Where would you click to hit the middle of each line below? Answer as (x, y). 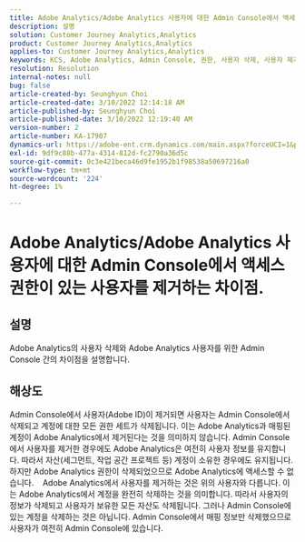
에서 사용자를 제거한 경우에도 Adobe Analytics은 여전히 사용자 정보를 (132, 448)
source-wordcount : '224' (56, 178)
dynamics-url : (36, 145)
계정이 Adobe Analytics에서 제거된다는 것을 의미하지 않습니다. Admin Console (150, 437)
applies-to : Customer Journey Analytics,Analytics (107, 52)
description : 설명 (42, 26)
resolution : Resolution (54, 69)
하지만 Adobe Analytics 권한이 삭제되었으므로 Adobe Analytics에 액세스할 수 (147, 471)
